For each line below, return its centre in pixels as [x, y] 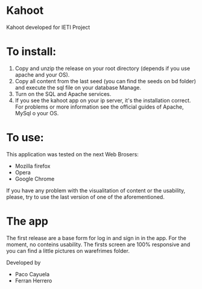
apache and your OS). [42, 75]
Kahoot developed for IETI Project [48, 27]
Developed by [24, 262]
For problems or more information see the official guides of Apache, [99, 107]
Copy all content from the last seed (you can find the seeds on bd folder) [106, 81]
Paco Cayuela [32, 274]
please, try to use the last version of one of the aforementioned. [85, 197]
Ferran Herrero [33, 281]
